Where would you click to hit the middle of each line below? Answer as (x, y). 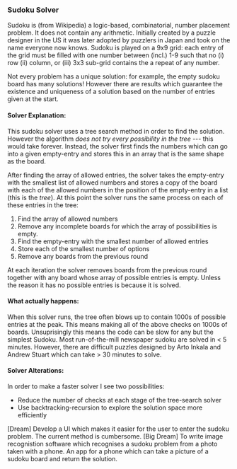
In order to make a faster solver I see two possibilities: (86, 386)
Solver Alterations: (36, 371)
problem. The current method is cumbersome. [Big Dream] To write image (115, 436)
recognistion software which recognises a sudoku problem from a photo (112, 444)
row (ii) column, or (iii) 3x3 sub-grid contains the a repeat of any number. (114, 63)
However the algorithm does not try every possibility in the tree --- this (110, 139)
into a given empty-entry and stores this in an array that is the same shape (116, 154)
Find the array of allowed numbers (68, 219)
